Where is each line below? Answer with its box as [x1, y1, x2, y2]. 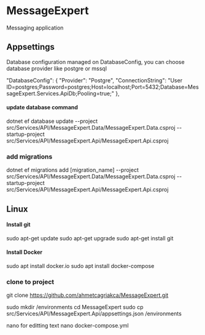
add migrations [6, 152, 53, 160]
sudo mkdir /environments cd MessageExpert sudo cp [6, 304, 144, 311]
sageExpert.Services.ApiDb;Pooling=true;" [6, 90, 115, 97]
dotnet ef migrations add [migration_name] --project [6, 167, 139, 174]
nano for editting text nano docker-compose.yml [6, 322, 129, 329]
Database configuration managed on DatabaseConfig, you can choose [6, 58, 185, 65]
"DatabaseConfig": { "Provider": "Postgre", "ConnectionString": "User [6, 76, 183, 84]
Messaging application [6, 24, 64, 31]
